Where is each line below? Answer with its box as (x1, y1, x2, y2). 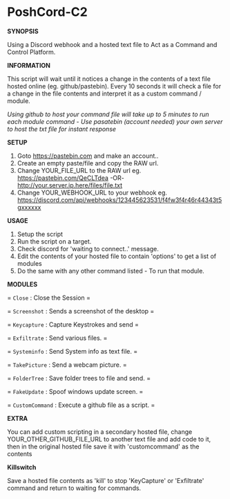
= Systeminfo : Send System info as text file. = (7, 347, 138, 355)
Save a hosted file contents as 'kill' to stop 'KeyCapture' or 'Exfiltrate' (7, 476, 204, 484)
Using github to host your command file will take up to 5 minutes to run (7, 110, 209, 118)
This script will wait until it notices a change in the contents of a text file (7, 74, 211, 83)
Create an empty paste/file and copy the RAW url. (17, 158, 159, 167)
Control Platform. (7, 48, 56, 56)
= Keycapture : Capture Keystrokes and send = (7, 320, 140, 329)
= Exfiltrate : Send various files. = (7, 334, 108, 342)
